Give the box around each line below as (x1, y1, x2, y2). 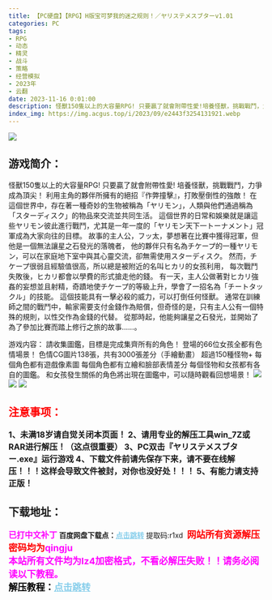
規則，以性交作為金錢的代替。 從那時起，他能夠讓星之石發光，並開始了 (22, 311, 259, 321)
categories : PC (8, 19, 60, 28)
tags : (8, 27, 27, 35)
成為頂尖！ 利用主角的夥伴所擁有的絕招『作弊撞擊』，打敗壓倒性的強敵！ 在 (8, 190, 257, 199)
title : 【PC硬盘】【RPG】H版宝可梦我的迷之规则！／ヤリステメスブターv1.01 (8, 11, 233, 20)
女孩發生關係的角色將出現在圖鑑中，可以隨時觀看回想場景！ (52, 370, 252, 379)
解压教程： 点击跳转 (8, 581, 91, 594)
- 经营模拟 (8, 72, 40, 80)
